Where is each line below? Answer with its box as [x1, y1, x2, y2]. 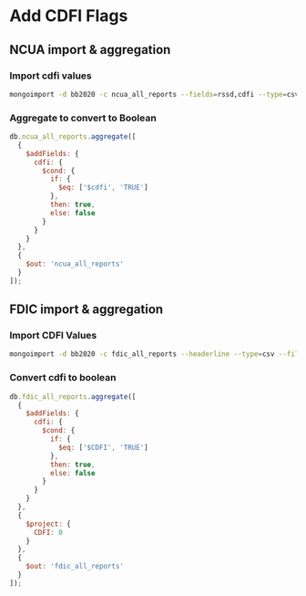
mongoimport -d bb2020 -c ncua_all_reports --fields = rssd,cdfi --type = [9, 89, 287, 99]
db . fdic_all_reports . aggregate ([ [9, 392, 137, 402]
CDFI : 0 [33, 528, 64, 537]
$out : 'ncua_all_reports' [25, 259, 125, 269]
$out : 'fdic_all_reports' [25, 562, 125, 571]
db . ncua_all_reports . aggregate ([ [9, 132, 137, 141]
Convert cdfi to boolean [9, 371, 117, 384]
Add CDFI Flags [9, 5, 128, 26]
